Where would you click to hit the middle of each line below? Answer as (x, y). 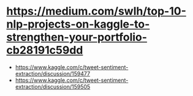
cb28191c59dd (45, 50)
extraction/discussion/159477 (53, 73)
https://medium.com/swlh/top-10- (96, 11)
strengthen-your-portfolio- (77, 37)
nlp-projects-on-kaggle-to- (78, 24)
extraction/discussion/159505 (53, 86)
